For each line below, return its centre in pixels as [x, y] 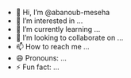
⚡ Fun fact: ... [37, 67]
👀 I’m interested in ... [49, 21]
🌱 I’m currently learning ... [58, 29]
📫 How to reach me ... [52, 47]
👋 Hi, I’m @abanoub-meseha [63, 12]
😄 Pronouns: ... [41, 58]
